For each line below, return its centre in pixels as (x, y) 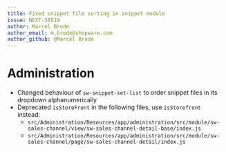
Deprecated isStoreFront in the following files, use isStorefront (109, 107)
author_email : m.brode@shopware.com (60, 33)
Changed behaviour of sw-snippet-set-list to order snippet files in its (117, 93)
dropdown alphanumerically (57, 100)
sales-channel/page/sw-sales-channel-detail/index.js (106, 142)
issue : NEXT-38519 (34, 20)
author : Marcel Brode (38, 26)
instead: (29, 115)
